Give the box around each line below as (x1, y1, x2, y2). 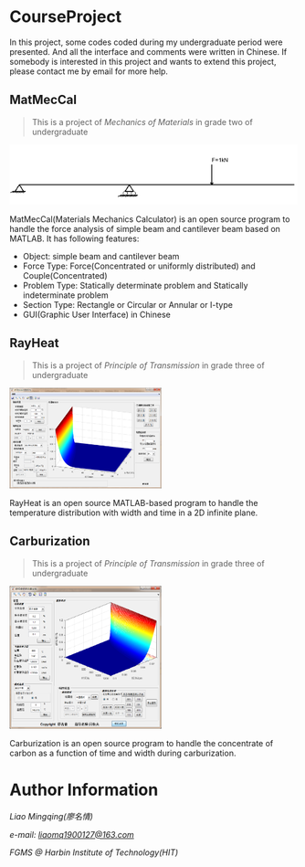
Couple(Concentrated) (22, 270, 108, 280)
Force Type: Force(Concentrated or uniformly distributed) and (22, 260, 256, 271)
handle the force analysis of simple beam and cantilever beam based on (9, 223, 281, 234)
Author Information (9, 779, 159, 800)
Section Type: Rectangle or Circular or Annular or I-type (22, 299, 233, 310)
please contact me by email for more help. (9, 66, 169, 77)
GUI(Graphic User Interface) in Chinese (22, 309, 171, 320)
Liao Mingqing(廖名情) (9, 810, 94, 821)
